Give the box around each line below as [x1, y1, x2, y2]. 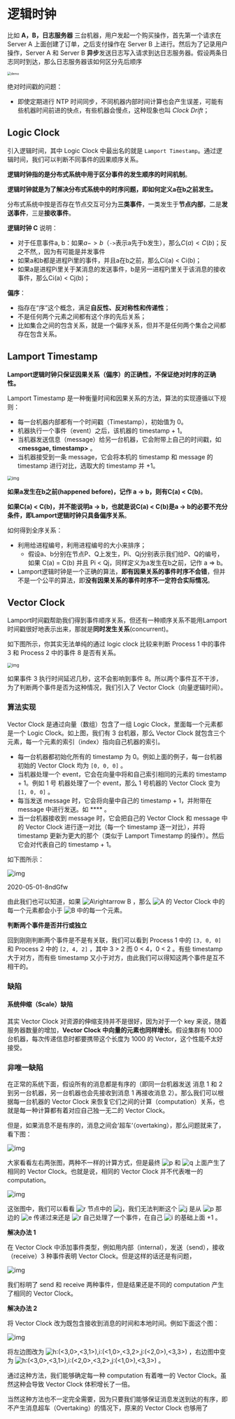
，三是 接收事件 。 [25, 209, 75, 217]
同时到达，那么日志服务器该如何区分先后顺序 [13, 57, 142, 65]
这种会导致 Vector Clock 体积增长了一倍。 [13, 1380, 134, 1389]
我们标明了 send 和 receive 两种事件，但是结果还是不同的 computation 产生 [7, 1281, 225, 1289]
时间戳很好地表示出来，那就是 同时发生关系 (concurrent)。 [7, 625, 173, 633]
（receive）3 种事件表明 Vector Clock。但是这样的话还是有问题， [7, 1252, 196, 1260]
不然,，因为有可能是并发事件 [23, 247, 106, 256]
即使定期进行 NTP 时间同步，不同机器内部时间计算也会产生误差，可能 [17, 97, 218, 105]
